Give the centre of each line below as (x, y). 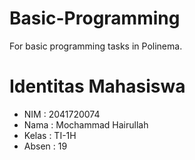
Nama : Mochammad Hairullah (86, 124)
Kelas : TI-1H (50, 135)
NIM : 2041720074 (62, 114)
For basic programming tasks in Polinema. (96, 46)
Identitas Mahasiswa (97, 86)
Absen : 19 (45, 146)
